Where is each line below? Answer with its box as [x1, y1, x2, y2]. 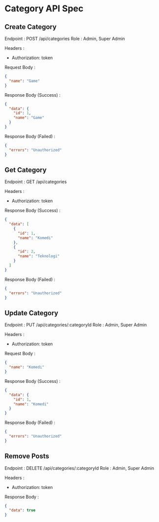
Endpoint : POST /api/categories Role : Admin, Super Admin [4, 36, 125, 41]
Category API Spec [4, 3, 84, 14]
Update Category [4, 309, 58, 317]
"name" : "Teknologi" [17, 254, 60, 259]
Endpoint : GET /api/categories [4, 179, 67, 185]
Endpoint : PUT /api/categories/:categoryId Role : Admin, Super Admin [4, 322, 147, 328]
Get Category [4, 166, 47, 174]
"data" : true [9, 508, 36, 513]
